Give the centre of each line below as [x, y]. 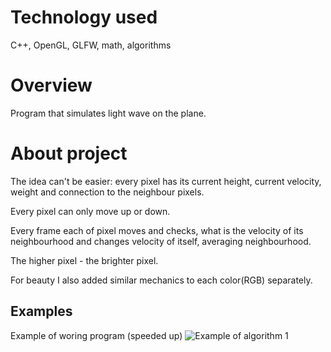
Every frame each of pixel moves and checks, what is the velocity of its [157, 230]
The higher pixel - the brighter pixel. [84, 260]
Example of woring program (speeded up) [96, 335]
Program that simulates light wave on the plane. [108, 113]
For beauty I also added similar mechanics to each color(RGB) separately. [161, 280]
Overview [51, 85]
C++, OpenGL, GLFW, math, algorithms [91, 45]
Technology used [84, 17]
